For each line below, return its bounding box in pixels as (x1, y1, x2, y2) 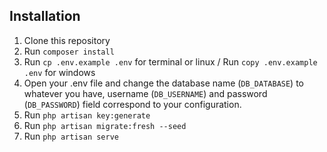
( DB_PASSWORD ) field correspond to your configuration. (23, 98, 242, 110)
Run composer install (23, 45, 115, 57)
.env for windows (23, 66, 96, 78)
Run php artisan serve (23, 130, 119, 142)
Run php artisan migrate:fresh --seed (23, 119, 187, 131)
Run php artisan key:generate (23, 109, 151, 121)
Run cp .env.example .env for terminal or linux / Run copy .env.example (23, 55, 318, 68)
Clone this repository (23, 34, 111, 46)
